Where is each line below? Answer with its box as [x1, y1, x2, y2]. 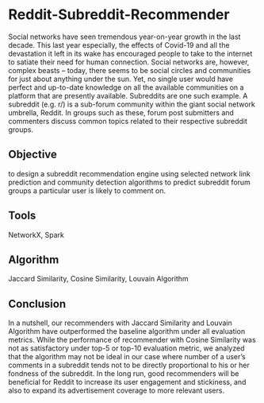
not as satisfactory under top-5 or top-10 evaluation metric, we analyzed [8, 343, 245, 353]
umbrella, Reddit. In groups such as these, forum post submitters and [8, 107, 234, 117]
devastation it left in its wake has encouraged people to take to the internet [8, 48, 253, 58]
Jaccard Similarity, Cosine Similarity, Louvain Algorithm [8, 274, 189, 284]
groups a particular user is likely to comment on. [8, 185, 166, 196]
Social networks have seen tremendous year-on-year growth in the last [8, 32, 241, 41]
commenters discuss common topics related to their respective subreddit [8, 116, 248, 126]
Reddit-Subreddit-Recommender [8, 6, 230, 24]
